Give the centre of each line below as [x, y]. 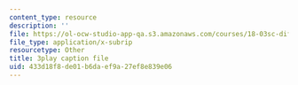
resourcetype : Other [47, 50]
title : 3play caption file [59, 58]
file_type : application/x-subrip [71, 42]
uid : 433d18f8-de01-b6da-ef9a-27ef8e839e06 [91, 67]
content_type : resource [53, 17]
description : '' [39, 26]
